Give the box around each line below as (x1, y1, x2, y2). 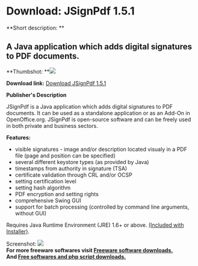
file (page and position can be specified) (14, 152, 116, 159)
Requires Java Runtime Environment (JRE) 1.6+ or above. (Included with (6, 221, 185, 229)
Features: (6, 134, 31, 141)
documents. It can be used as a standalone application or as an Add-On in (6, 109, 191, 116)
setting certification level (14, 177, 76, 185)
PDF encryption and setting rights (14, 190, 99, 197)
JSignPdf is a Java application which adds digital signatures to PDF (6, 103, 173, 110)
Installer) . (6, 227, 30, 235)
